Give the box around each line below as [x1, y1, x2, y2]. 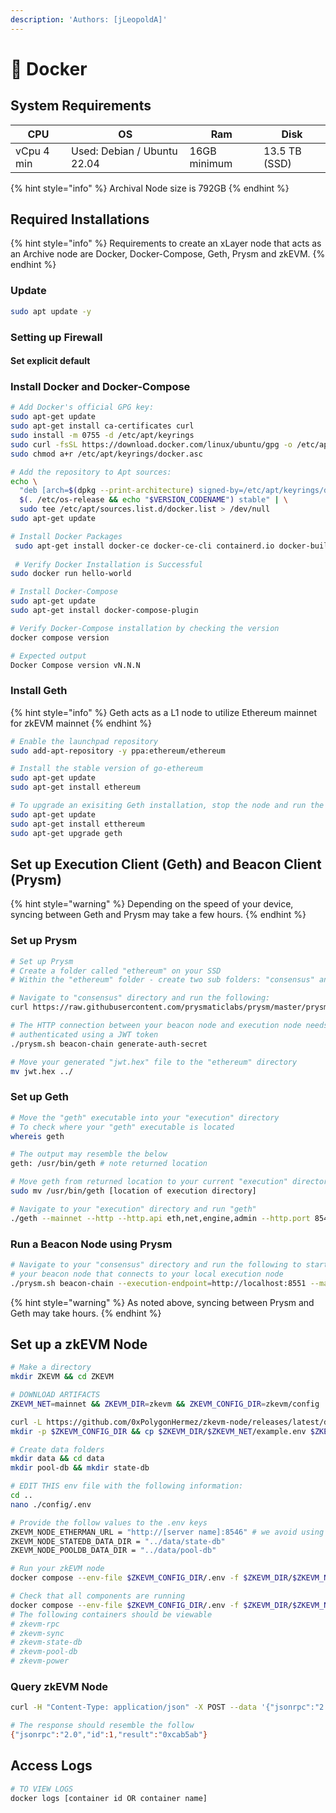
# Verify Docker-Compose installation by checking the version [10, 623, 280, 633]
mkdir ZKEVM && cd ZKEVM [10, 1372, 114, 1382]
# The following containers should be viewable [10, 1609, 213, 1620]
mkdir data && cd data [10, 1454, 105, 1464]
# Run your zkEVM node [10, 1564, 105, 1574]
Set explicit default [10, 355, 91, 367]
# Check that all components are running [10, 1591, 186, 1601]
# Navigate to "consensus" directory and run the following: [10, 993, 271, 1003]
